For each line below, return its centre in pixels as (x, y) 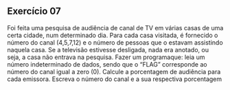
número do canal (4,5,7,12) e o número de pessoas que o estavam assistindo (115, 42)
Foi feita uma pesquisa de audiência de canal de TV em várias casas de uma (115, 27)
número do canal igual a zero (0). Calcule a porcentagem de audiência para (114, 71)
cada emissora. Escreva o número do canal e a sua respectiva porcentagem (115, 79)
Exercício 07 (34, 11)
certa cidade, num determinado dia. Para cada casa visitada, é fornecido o (113, 35)
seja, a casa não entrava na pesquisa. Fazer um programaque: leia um (106, 57)
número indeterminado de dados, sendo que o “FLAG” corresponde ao (107, 64)
